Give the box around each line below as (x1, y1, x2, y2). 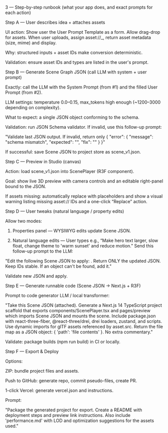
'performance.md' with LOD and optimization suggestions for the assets (5, 417, 154, 423)
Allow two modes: (5, 218, 43, 224)
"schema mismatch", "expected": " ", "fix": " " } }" (5, 139, 105, 145)
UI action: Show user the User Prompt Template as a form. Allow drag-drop (5, 29, 160, 35)
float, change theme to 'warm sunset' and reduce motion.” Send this (12, 243, 154, 248)
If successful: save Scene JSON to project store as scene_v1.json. (5, 149, 141, 155)
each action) (5, 10, 31, 16)
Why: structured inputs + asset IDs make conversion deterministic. (5, 50, 143, 55)
